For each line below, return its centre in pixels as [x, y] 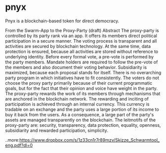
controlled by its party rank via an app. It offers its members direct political [81, 36]
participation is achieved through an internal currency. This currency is [77, 104]
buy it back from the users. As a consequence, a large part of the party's [80, 114]
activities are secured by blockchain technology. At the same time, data [78, 46]
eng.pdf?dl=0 [19, 145]
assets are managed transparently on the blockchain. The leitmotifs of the [81, 120]
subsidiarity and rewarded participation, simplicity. [57, 130]
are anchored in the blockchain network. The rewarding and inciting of [77, 99]
